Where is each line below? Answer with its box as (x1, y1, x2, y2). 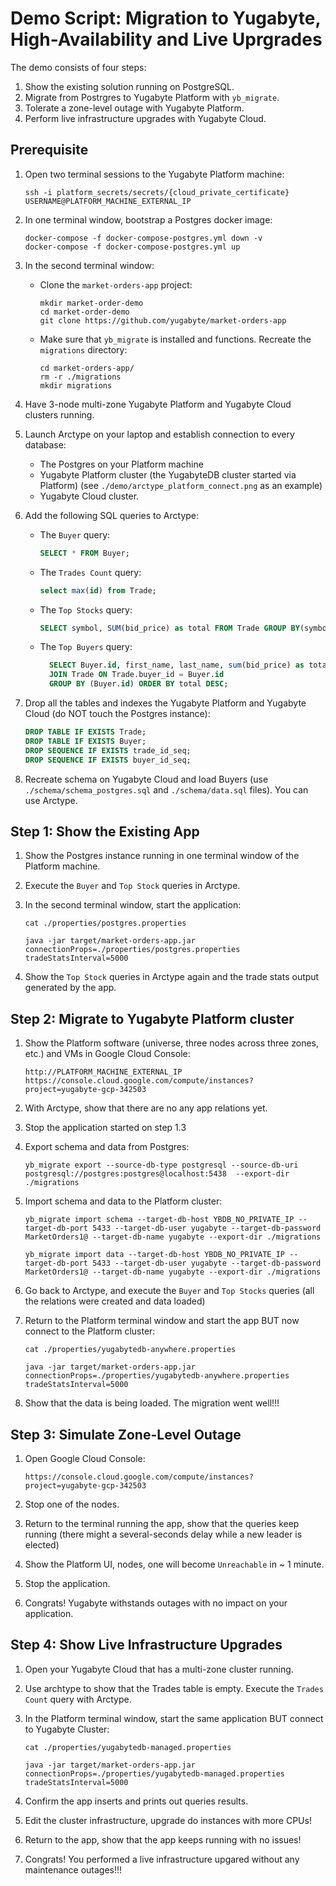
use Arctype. (24, 794, 78, 806)
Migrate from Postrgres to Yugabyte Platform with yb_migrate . (24, 91, 280, 103)
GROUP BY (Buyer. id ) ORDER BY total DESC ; (48, 679, 229, 689)
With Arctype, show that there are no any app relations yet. (24, 1102, 268, 1114)
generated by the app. (24, 982, 117, 994)
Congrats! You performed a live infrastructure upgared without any (24, 1853, 300, 1865)
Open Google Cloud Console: (24, 1452, 146, 1464)
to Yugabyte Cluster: (24, 1723, 110, 1735)
